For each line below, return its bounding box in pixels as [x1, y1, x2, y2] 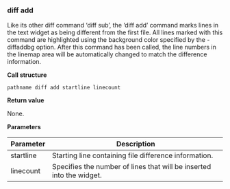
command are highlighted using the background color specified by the [7, 36, 205, 44]
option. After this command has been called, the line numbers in [36, 43, 217, 52]
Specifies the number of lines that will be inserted [51, 162, 212, 172]
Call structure [7, 71, 47, 79]
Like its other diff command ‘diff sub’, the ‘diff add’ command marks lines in [7, 21, 219, 30]
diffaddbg [7, 43, 35, 52]
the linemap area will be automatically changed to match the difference [7, 50, 207, 58]
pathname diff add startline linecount [7, 85, 121, 91]
